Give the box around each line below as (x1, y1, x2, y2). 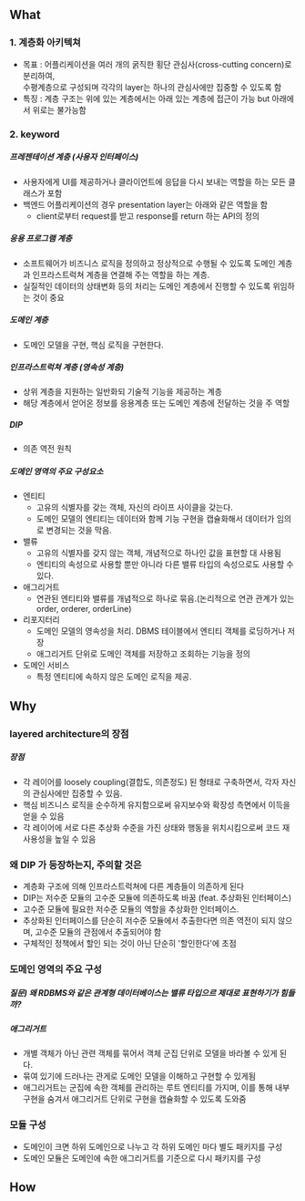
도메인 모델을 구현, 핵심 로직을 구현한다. (22, 339, 164, 350)
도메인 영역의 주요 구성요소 (9, 466, 104, 477)
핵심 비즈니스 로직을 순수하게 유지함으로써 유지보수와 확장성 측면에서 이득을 (22, 799, 291, 810)
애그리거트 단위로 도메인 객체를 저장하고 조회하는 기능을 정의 (36, 648, 250, 659)
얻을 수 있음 (22, 811, 66, 822)
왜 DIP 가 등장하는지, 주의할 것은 (9, 858, 142, 871)
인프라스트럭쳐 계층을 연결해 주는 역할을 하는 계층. (32, 269, 210, 280)
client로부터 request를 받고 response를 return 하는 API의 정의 (36, 210, 260, 222)
